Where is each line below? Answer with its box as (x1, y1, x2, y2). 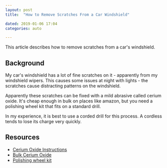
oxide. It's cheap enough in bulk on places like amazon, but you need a (5, 98, 153, 104)
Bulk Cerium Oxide (12, 152, 52, 158)
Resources (5, 133, 40, 142)
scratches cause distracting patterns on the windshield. (5, 83, 121, 89)
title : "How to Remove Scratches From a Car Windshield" (5, 12, 130, 17)
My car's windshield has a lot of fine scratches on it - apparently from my (5, 72, 158, 78)
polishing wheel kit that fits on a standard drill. (5, 103, 101, 109)
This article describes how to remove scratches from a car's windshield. (5, 44, 155, 50)
